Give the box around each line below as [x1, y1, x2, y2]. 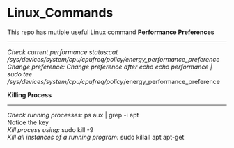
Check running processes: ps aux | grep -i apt [7, 110, 139, 119]
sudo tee [7, 69, 33, 78]
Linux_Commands [7, 5, 114, 21]
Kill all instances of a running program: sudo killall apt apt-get [7, 133, 185, 141]
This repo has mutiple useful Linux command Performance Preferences [7, 28, 214, 36]
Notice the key [7, 118, 49, 126]
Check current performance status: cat [7, 47, 118, 56]
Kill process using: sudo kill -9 [7, 125, 94, 133]
